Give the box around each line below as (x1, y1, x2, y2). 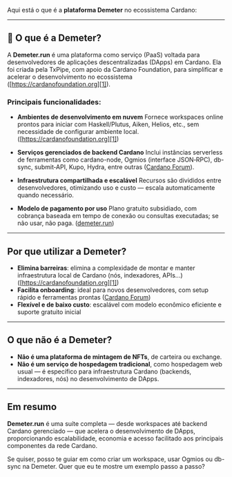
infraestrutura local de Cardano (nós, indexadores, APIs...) (17, 271, 183, 279)
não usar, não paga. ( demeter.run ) (17, 219, 115, 227)
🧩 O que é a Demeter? (7, 32, 101, 44)
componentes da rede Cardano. (7, 441, 98, 449)
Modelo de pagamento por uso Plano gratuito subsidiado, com (17, 204, 197, 213)
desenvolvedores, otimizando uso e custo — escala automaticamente (17, 184, 215, 192)
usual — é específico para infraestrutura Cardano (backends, (17, 367, 192, 376)
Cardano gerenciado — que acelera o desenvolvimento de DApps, (7, 427, 195, 435)
